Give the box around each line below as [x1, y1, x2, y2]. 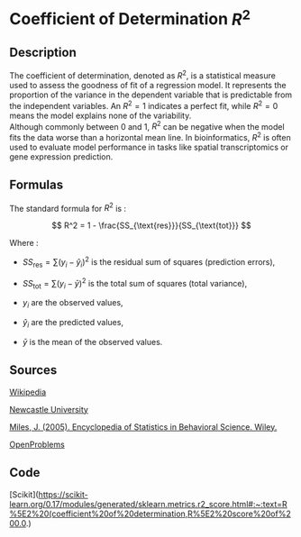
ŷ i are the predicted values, [22, 317, 124, 330]
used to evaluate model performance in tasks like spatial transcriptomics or [9, 141, 288, 152]
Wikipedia [9, 387, 47, 397]
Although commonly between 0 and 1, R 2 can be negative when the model [9, 119, 286, 132]
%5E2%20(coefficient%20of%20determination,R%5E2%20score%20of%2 [9, 508, 291, 519]
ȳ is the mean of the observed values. [22, 336, 163, 347]
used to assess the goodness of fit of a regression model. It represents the [9, 79, 287, 90]
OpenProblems [9, 439, 65, 450]
